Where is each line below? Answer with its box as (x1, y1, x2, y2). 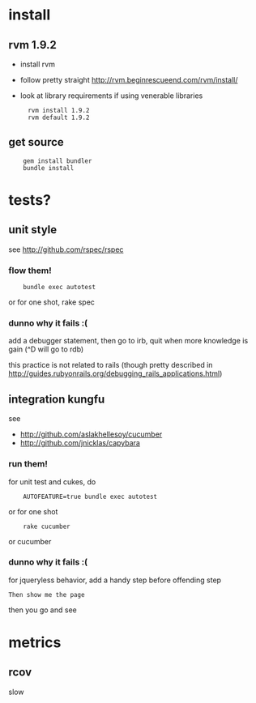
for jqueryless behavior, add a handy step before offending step (8, 575, 221, 585)
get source (8, 135, 65, 149)
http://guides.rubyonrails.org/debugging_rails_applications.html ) (8, 369, 223, 378)
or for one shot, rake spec (8, 297, 96, 307)
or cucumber (8, 536, 52, 546)
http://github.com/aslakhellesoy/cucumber (19, 429, 163, 439)
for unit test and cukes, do (8, 476, 96, 487)
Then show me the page (8, 590, 85, 599)
